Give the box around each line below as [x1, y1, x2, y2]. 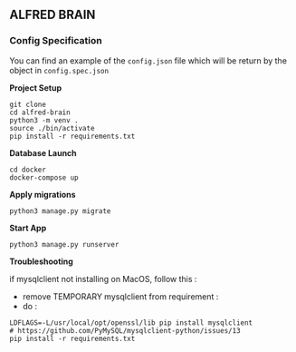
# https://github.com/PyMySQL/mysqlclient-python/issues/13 [9, 326, 242, 335]
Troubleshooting [9, 256, 74, 267]
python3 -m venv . [9, 115, 79, 125]
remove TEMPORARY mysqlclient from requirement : [22, 290, 219, 302]
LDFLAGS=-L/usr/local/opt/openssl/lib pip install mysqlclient [9, 318, 253, 328]
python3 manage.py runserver [9, 240, 119, 249]
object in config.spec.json [9, 64, 110, 75]
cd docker [9, 165, 47, 174]
